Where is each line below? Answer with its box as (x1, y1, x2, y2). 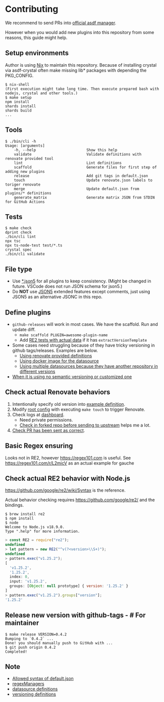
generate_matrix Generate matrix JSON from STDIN (14, 195, 155, 200)
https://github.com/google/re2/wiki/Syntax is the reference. (5, 487, 126, 493)
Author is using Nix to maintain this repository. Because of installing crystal (5, 62, 157, 68)
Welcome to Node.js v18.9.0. (5, 525, 65, 530)
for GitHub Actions (5, 199, 45, 204)
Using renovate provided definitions (19, 353, 92, 358)
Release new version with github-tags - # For (5, 611, 146, 620)
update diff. (12, 327, 36, 332)
